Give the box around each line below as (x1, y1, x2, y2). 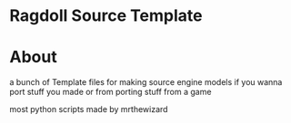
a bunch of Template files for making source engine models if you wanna (9, 77, 283, 88)
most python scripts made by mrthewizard (9, 104, 168, 115)
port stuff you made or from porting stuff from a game (9, 87, 212, 98)
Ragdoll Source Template (9, 5, 203, 26)
